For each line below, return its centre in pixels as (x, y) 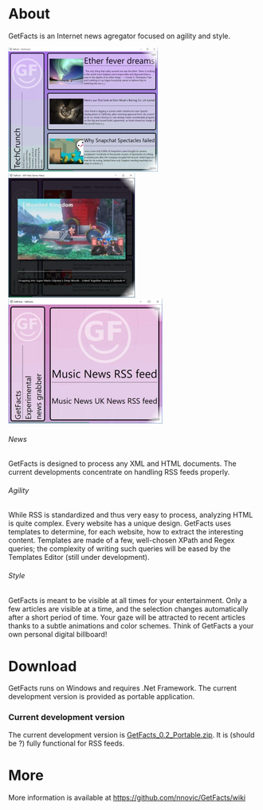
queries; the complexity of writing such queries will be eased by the (120, 549)
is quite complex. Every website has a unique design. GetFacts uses (120, 523)
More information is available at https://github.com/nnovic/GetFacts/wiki (127, 797)
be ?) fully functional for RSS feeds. (67, 743)
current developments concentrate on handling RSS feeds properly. (119, 472)
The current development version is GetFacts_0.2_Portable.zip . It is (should (131, 734)
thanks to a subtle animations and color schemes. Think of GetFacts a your (131, 625)
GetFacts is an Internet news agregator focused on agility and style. (120, 36)
